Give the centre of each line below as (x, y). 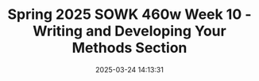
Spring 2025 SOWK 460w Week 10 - (129, 15)
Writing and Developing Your (129, 31)
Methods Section (129, 48)
